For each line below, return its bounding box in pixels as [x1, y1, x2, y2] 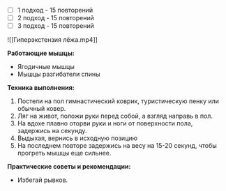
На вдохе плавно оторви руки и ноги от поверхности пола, [17, 119, 193, 128]
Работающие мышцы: [7, 49, 75, 58]
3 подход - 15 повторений [17, 22, 94, 30]
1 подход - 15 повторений [17, 6, 93, 14]
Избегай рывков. [17, 176, 68, 184]
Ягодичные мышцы [17, 63, 75, 71]
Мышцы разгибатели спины [17, 70, 100, 79]
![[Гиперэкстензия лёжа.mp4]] [7, 36, 98, 44]
